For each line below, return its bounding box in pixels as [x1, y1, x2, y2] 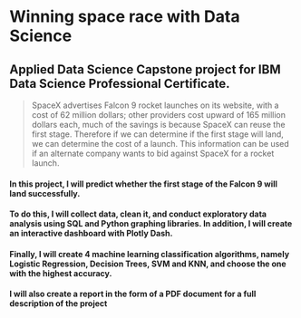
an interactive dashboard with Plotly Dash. [9, 228, 173, 239]
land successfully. [9, 188, 81, 198]
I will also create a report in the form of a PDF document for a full [9, 288, 257, 300]
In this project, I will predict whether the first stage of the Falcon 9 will [9, 178, 278, 189]
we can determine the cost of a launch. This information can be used [31, 139, 290, 149]
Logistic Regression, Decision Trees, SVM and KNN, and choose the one [9, 258, 287, 269]
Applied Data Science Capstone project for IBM [9, 62, 281, 77]
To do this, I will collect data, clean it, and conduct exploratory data [9, 208, 267, 219]
